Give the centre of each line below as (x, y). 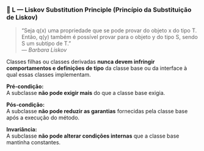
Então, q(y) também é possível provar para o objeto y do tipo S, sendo (110, 37)
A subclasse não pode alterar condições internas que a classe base (93, 136)
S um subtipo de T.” (46, 44)
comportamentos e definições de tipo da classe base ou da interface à (97, 68)
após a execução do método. (43, 118)
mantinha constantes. (34, 142)
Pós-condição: (25, 105)
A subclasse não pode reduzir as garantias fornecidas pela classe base (97, 111)
